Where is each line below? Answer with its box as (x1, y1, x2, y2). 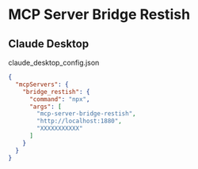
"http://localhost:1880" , (36, 117, 123, 126)
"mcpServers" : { (15, 81, 69, 88)
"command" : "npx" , (29, 95, 90, 103)
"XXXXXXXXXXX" (36, 125, 83, 133)
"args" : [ (29, 103, 62, 111)
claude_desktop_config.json (8, 58, 100, 67)
